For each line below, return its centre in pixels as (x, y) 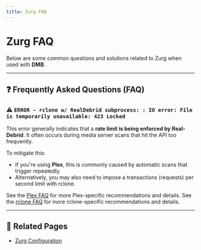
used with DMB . (26, 64)
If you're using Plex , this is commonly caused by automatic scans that (101, 165)
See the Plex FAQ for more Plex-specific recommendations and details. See (99, 195)
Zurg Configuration (38, 241)
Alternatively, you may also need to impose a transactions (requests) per (104, 177)
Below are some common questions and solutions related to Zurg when (94, 58)
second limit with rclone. (45, 184)
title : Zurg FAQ (26, 12)
